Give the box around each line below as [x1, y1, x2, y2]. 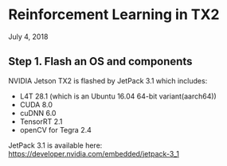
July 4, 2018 [8, 32, 49, 41]
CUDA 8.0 [19, 99, 53, 109]
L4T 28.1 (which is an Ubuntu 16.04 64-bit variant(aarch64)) [19, 91, 217, 101]
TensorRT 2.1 [19, 117, 63, 126]
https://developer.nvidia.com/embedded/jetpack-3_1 [8, 149, 179, 158]
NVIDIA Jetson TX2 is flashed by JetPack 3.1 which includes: [8, 75, 208, 85]
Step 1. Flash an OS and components [8, 55, 193, 68]
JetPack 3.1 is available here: [8, 141, 103, 150]
